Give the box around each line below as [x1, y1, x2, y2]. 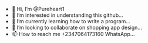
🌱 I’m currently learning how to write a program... [11, 18, 131, 24]
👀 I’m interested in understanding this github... [11, 12, 123, 19]
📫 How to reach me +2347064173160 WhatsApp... [11, 31, 135, 37]
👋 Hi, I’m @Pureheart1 [11, 6, 65, 12]
